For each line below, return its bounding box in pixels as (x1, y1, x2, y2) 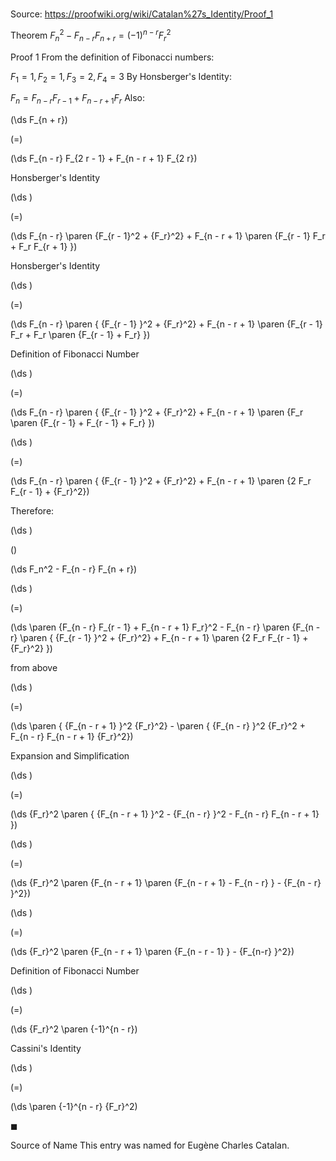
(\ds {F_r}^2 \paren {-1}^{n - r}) (10, 1023, 138, 1035)
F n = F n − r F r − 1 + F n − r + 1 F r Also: (10, 92, 146, 107)
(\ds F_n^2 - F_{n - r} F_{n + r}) (10, 563, 138, 575)
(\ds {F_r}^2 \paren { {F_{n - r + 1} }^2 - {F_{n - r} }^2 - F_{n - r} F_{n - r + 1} (10, 808, 320, 820)
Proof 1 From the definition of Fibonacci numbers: (10, 51, 215, 63)
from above (10, 662, 58, 674)
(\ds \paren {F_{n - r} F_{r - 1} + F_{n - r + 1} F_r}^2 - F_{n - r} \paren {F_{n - (10, 621, 321, 633)
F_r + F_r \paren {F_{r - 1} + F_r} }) (10, 329, 151, 341)
